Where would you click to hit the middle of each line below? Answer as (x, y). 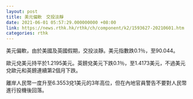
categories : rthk (27, 33)
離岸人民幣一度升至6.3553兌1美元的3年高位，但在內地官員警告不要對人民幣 (96, 83)
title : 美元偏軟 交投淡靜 (35, 17)
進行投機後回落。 (27, 90)
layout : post (22, 11)
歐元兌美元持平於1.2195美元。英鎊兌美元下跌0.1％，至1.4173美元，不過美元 (96, 63)
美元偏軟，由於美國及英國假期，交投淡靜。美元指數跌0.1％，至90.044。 (92, 51)
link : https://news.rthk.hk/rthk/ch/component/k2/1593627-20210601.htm (95, 28)
